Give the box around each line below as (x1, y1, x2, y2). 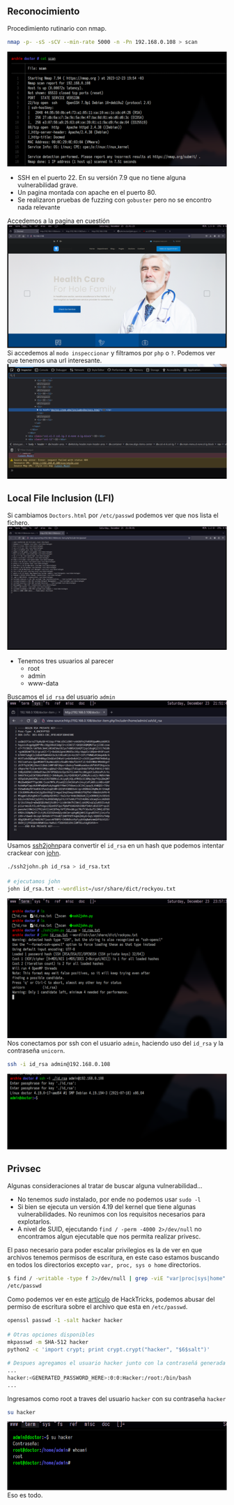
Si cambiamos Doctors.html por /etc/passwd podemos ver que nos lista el (7, 511, 219, 519)
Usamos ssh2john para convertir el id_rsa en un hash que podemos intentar (7, 841, 225, 850)
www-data (27, 679, 59, 688)
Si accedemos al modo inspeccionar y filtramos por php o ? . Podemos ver (7, 349, 216, 357)
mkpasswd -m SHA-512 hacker (7, 1339, 89, 1346)
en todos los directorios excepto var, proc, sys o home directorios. (7, 1260, 201, 1269)
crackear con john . (7, 849, 61, 857)
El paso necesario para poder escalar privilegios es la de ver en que (7, 1245, 203, 1254)
